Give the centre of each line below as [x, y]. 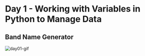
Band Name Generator [39, 37]
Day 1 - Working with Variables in [73, 9]
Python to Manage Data [53, 19]
